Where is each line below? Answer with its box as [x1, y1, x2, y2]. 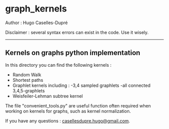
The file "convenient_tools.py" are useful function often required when [5, 102, 151, 108]
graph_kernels [5, 3, 67, 15]
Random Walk [12, 71, 42, 78]
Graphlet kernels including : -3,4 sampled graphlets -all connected [12, 82, 151, 88]
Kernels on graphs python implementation [5, 49, 141, 57]
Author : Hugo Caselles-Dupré [5, 20, 68, 26]
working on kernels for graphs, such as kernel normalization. [5, 108, 131, 114]
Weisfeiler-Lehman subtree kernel [12, 93, 83, 99]
